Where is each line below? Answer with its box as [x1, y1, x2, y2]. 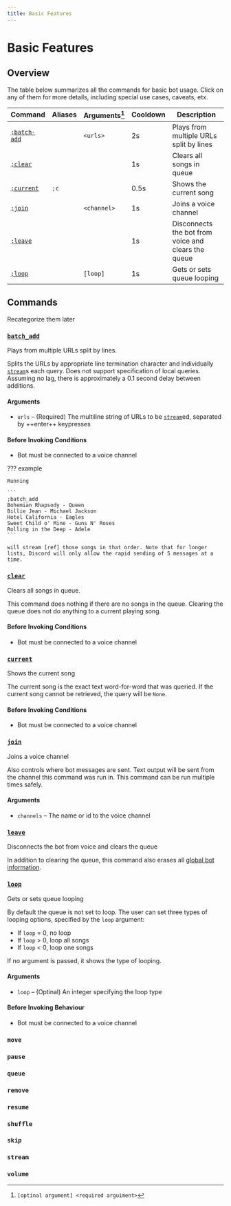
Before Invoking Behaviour [7, 1003, 85, 1011]
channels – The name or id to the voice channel [16, 811, 151, 820]
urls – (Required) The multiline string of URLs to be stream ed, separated [16, 413, 222, 421]
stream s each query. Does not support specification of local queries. [7, 367, 201, 375]
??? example [7, 464, 43, 473]
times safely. [7, 780, 43, 789]
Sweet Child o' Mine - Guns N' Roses [7, 520, 115, 527]
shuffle [7, 1120, 33, 1128]
